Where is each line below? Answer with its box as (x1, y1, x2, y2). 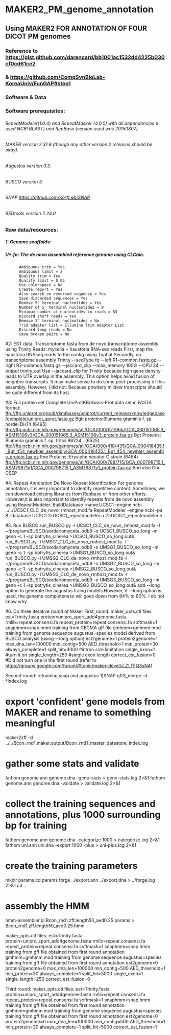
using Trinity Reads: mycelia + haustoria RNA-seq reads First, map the (5, 346, 153, 352)
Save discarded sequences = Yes (18, 295, 88, 301)
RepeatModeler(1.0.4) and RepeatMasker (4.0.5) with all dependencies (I (5, 120, 159, 126)
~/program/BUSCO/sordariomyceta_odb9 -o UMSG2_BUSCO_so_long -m (5, 560, 160, 566)
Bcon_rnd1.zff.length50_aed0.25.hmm (5, 923, 85, 929)
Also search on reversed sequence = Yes (18, 291, 106, 296)
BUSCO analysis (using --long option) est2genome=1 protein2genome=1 (5, 635, 158, 641)
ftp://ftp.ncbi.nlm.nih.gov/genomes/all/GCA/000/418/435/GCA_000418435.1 (5, 443, 165, 449)
